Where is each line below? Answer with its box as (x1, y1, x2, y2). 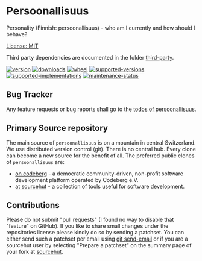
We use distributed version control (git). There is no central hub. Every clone (6, 145, 196, 153)
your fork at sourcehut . (6, 248, 63, 256)
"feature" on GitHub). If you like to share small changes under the (6, 222, 169, 230)
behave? (6, 30, 28, 37)
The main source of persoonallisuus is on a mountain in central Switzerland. (6, 139, 196, 146)
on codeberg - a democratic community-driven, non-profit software (14, 170, 184, 177)
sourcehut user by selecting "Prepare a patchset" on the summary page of (6, 242, 192, 249)
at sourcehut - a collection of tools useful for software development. (14, 183, 185, 190)
